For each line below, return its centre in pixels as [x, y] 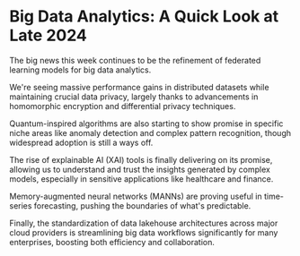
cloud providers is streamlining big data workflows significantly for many [144, 232]
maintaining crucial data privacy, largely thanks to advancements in [134, 97]
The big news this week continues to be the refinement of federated [135, 60]
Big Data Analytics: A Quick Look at [144, 17]
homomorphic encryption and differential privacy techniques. [123, 106]
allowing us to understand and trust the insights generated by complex [140, 169]
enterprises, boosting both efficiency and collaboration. [112, 242]
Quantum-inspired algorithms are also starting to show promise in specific [146, 124]
